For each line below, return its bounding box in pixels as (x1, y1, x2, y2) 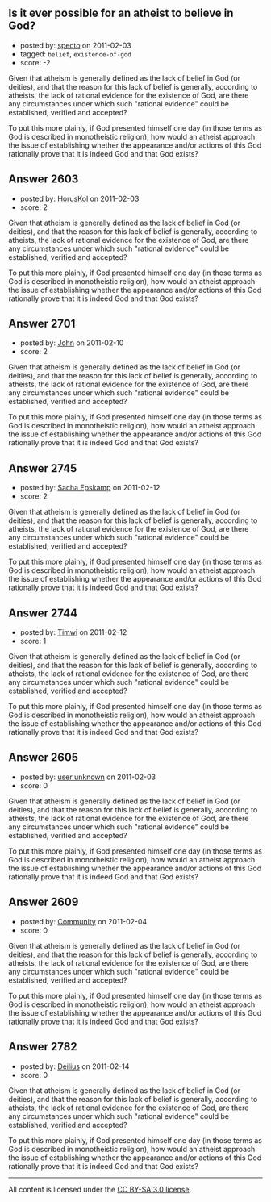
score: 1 (19, 636, 47, 646)
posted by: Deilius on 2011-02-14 (19, 1061, 130, 1071)
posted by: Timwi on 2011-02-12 (19, 628, 127, 637)
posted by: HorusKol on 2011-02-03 (19, 194, 140, 203)
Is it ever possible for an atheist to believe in (8, 6, 234, 20)
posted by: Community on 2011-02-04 (19, 916, 148, 926)
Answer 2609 (8, 895, 79, 909)
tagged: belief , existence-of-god (19, 48, 131, 59)
